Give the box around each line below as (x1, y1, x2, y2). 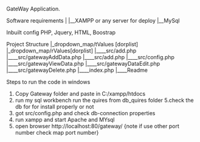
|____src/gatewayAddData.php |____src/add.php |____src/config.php (6, 54, 175, 60)
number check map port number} (15, 129, 99, 136)
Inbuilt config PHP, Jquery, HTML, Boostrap (6, 29, 116, 36)
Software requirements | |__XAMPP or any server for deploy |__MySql (6, 17, 180, 24)
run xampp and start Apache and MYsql (15, 116, 115, 123)
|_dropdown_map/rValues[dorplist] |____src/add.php (6, 47, 137, 54)
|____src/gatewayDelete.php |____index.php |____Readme (6, 66, 148, 74)
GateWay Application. (6, 5, 60, 12)
